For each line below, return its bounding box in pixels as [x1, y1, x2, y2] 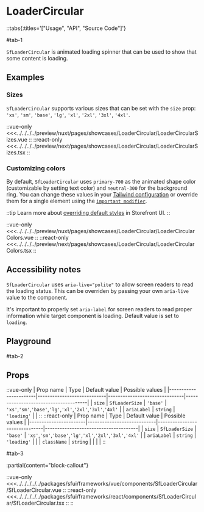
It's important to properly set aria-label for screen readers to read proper [6, 305, 192, 312]
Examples [6, 72, 44, 83]
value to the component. [6, 294, 68, 301]
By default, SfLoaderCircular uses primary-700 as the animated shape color [6, 178, 196, 185]
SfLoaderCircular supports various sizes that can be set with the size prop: [6, 104, 196, 112]
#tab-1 [6, 36, 23, 43]
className [42, 439, 67, 445]
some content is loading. [6, 54, 68, 62]
